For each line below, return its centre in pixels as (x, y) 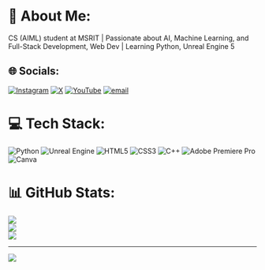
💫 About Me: (50, 16)
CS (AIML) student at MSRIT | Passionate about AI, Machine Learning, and (129, 38)
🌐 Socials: (34, 71)
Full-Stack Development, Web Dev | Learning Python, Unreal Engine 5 (121, 46)
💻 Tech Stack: (57, 124)
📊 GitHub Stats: (62, 192)
